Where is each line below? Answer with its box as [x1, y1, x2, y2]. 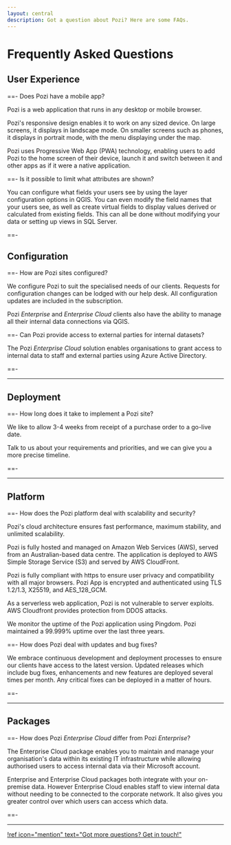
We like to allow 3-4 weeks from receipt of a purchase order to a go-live [7, 423, 212, 431]
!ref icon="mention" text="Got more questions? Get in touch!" [7, 830, 182, 838]
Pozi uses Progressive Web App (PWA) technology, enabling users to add [7, 146, 215, 155]
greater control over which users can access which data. [7, 797, 168, 805]
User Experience [7, 74, 80, 85]
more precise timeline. [7, 451, 71, 459]
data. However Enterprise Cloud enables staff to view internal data [31, 782, 220, 791]
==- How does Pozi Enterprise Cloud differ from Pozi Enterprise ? [7, 733, 191, 742]
